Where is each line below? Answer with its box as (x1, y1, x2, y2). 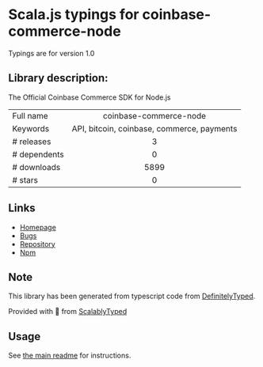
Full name (12, 110, 49, 121)
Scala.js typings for (8, 6, 139, 24)
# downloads (12, 161, 61, 172)
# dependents (12, 149, 65, 160)
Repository (19, 239, 55, 248)
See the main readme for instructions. (8, 350, 131, 361)
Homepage (19, 222, 57, 232)
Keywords (12, 123, 50, 134)
